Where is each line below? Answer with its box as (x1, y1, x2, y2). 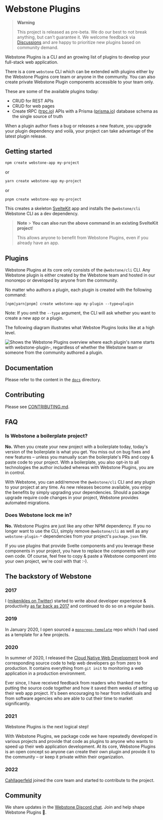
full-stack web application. (5, 59, 58, 65)
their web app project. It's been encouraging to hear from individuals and (5, 690, 152, 696)
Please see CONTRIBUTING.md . (5, 404, 70, 410)
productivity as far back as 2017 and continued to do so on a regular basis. (5, 603, 155, 609)
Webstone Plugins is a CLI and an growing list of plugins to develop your (5, 54, 150, 59)
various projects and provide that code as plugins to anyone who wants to (5, 739, 153, 744)
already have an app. (17, 240, 59, 246)
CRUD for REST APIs (12, 98, 54, 103)
